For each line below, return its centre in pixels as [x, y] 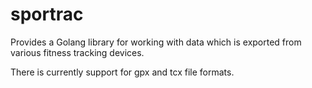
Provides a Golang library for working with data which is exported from [156, 42]
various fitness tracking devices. [77, 52]
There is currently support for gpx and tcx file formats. [122, 72]
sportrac [47, 14]
